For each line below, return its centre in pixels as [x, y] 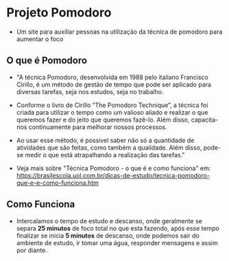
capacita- [205, 120]
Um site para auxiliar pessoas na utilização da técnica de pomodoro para [119, 32]
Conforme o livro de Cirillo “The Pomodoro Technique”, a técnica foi [112, 105]
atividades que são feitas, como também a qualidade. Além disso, [109, 147]
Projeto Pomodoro [59, 13]
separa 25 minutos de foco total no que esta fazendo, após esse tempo [118, 228]
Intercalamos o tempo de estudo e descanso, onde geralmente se [109, 220]
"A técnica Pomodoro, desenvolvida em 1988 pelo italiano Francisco [112, 77]
